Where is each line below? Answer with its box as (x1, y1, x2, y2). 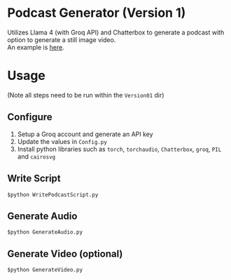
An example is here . (7, 43, 64, 51)
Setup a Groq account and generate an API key (17, 130, 153, 138)
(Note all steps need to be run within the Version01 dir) (7, 91, 164, 99)
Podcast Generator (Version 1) (7, 5, 186, 21)
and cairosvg (17, 152, 56, 161)
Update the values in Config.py (17, 137, 107, 145)
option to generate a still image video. (7, 35, 116, 44)
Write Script (7, 173, 61, 185)
